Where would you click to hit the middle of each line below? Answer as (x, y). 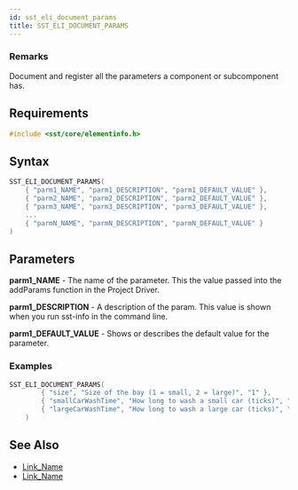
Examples (31, 367)
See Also (34, 445)
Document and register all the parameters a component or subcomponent (144, 75)
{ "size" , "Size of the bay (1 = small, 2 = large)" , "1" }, (157, 393)
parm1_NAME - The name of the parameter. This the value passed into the (145, 281)
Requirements (49, 113)
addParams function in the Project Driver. (84, 290)
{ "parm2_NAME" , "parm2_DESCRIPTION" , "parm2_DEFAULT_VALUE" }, (146, 199)
